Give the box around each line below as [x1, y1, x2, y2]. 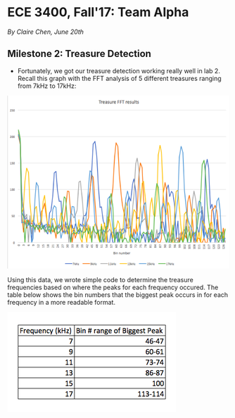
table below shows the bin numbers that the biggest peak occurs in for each [7, 291, 229, 299]
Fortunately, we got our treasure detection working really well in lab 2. [17, 66, 220, 75]
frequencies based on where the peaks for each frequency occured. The [7, 283, 219, 292]
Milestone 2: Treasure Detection [7, 48, 151, 60]
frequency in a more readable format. [7, 298, 116, 307]
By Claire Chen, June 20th [7, 27, 84, 36]
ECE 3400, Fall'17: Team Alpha [7, 4, 189, 20]
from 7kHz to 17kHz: [17, 82, 77, 90]
